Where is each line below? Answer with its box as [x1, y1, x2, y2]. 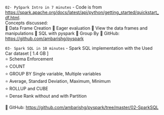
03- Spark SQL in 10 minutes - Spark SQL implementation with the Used [5, 45, 153, 51]
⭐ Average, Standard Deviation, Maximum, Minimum [5, 78, 111, 84]
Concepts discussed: [5, 20, 48, 26]
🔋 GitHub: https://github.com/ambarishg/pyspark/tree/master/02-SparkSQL [5, 105, 159, 110]
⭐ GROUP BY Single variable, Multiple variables [5, 71, 101, 77]
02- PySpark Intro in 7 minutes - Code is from [5, 4, 102, 10]
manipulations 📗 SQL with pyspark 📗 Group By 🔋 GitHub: [5, 31, 120, 36]
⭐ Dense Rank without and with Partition [5, 93, 87, 99]
